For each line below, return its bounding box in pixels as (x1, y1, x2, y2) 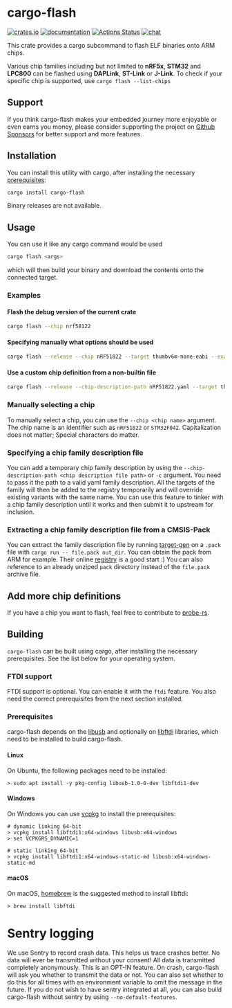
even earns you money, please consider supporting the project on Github (7, 123, 215, 131)
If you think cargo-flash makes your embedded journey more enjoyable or (7, 115, 217, 123)
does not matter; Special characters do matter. (7, 431, 139, 439)
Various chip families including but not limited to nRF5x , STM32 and (7, 62, 202, 70)
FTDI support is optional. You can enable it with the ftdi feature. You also (7, 687, 216, 696)
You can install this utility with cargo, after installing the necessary (7, 168, 195, 177)
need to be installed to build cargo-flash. (7, 735, 123, 744)
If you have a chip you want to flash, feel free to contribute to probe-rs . (7, 608, 209, 617)
